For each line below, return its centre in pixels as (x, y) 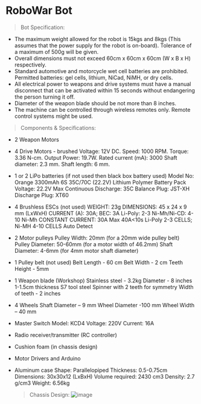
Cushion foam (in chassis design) (56, 347)
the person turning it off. (44, 97)
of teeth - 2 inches (37, 293)
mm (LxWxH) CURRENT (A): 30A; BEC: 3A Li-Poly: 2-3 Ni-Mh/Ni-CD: (100, 213)
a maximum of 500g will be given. (56, 51)
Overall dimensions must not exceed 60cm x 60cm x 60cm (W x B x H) (103, 58)
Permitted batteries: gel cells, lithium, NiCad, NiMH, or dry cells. (94, 77)
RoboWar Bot (39, 11)
